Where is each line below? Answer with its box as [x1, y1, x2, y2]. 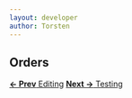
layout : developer [9, 13, 78, 22]
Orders [9, 55, 49, 70]
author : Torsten [9, 22, 70, 31]
